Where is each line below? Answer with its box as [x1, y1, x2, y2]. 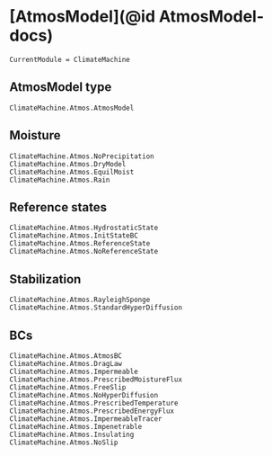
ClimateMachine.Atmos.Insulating [9, 430, 135, 439]
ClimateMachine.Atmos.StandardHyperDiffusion [9, 303, 182, 312]
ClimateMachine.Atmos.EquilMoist [9, 167, 135, 176]
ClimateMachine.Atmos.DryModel [9, 159, 127, 168]
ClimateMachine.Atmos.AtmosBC [9, 352, 123, 361]
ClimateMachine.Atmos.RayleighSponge [9, 295, 151, 305]
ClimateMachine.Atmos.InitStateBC [9, 231, 139, 240]
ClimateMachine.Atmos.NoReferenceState [9, 247, 159, 256]
